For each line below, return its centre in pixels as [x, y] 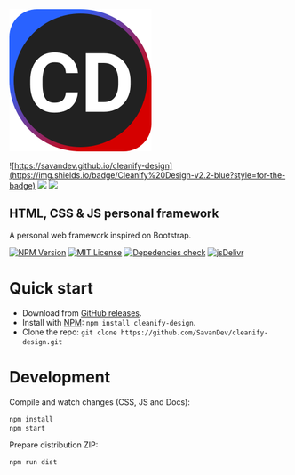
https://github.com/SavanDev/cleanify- [194, 333]
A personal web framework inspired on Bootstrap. [100, 235]
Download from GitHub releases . [82, 313]
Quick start [51, 288]
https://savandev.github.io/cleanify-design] [94, 165]
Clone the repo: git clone [69, 332]
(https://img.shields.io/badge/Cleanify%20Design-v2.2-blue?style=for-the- [147, 175]
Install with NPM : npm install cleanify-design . [109, 322]
